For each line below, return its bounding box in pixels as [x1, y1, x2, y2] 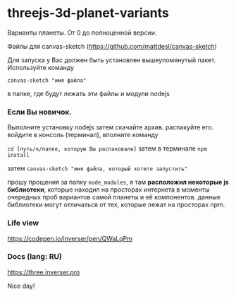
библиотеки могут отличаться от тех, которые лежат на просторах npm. [7, 200, 225, 209]
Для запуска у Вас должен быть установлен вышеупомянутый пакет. [7, 55, 216, 64]
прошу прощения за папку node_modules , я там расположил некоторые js [7, 178, 229, 187]
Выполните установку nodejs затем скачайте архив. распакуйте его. [7, 123, 214, 132]
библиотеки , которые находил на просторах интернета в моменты [7, 185, 210, 194]
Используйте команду [7, 63, 75, 71]
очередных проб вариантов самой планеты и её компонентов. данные [7, 193, 221, 202]
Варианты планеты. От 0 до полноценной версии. [7, 28, 157, 37]
